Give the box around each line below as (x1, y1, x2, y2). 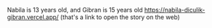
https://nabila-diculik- (144, 6, 205, 14)
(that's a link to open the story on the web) (60, 13, 180, 21)
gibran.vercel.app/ (7, 13, 59, 21)
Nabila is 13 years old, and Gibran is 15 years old (7, 6, 143, 14)
